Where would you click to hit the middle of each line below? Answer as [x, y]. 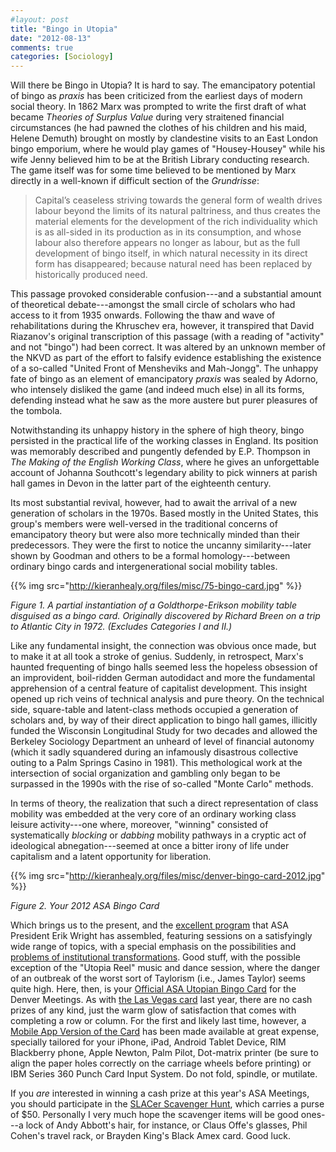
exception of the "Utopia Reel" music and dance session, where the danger [165, 968]
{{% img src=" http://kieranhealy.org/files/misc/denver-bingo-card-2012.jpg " [168, 876]
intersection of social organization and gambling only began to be [145, 773]
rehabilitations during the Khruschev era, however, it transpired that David [162, 326]
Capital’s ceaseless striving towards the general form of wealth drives [178, 200]
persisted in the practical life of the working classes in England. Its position [164, 441]
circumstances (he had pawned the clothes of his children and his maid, [159, 128]
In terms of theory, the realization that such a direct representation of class [164, 803]
